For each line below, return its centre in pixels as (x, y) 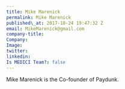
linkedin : (19, 57)
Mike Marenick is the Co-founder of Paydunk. (62, 79)
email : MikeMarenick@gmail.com (45, 29)
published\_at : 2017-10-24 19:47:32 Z (55, 23)
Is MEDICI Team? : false (36, 62)
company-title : (25, 34)
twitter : (17, 51)
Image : (14, 46)
